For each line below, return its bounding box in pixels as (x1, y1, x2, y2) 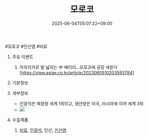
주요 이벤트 (12, 54, 34, 60)
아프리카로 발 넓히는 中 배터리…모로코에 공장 (19, 64, 105, 70)
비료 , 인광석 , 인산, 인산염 (19, 127, 67, 133)
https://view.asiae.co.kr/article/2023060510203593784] (21, 69, 134, 75)
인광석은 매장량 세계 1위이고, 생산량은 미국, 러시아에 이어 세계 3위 (19, 100, 144, 106)
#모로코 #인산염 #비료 (5, 43, 47, 49)
